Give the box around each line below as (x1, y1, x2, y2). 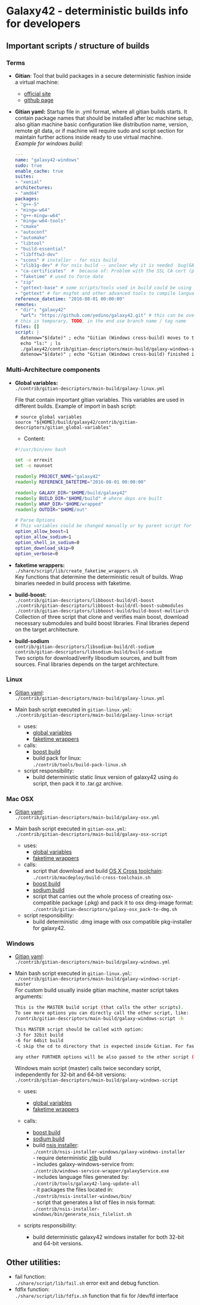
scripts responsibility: (23, 1222, 77, 1229)
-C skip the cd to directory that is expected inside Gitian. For (14, 1043, 184, 1049)
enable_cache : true (14, 168, 64, 174)
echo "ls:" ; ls (20, 340, 61, 346)
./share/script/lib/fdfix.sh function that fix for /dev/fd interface (14, 1292, 179, 1300)
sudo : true (14, 163, 42, 169)
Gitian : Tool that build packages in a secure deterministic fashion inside (14, 72, 191, 79)
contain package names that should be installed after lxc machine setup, (14, 114, 193, 121)
